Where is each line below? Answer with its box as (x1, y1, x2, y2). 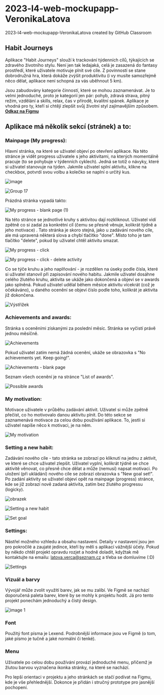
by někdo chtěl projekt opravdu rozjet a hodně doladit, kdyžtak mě (5, 549, 139, 555)
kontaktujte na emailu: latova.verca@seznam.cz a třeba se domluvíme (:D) (5, 554, 155, 560)
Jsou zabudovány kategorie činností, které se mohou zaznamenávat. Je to (5, 87, 155, 93)
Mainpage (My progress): (5, 137, 67, 144)
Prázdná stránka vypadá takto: (5, 197, 67, 204)
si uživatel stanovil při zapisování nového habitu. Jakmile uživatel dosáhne (5, 271, 155, 278)
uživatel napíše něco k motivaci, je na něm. (5, 422, 92, 428)
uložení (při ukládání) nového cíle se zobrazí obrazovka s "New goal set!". (5, 471, 154, 477)
